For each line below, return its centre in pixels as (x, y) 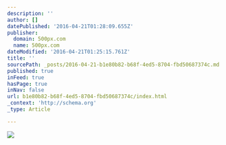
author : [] (23, 20)
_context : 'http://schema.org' (52, 103)
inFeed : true (26, 77)
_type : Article (29, 109)
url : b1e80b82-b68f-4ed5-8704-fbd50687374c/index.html (87, 97)
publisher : (23, 33)
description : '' (30, 13)
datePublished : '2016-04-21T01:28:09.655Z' (70, 26)
